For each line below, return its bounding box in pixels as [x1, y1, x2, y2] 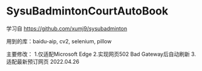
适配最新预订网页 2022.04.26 [6, 58, 80, 65]
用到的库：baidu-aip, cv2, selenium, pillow [6, 37, 112, 45]
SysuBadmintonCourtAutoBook [6, 4, 169, 18]
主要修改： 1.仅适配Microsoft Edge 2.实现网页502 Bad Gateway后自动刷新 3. [6, 50, 197, 58]
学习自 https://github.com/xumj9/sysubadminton [6, 25, 128, 32]
